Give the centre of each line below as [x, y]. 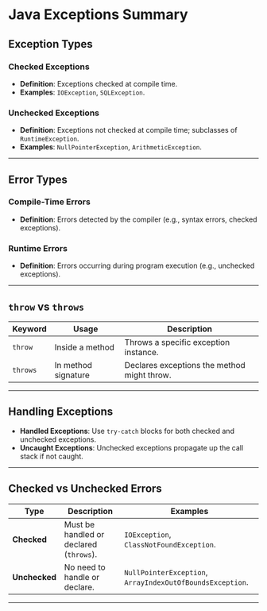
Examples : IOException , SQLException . [82, 92]
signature [72, 375]
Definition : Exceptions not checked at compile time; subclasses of [128, 130]
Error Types [38, 179]
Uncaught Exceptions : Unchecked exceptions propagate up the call [132, 447]
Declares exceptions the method [185, 365]
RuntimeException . [49, 139]
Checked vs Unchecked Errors [85, 489]
